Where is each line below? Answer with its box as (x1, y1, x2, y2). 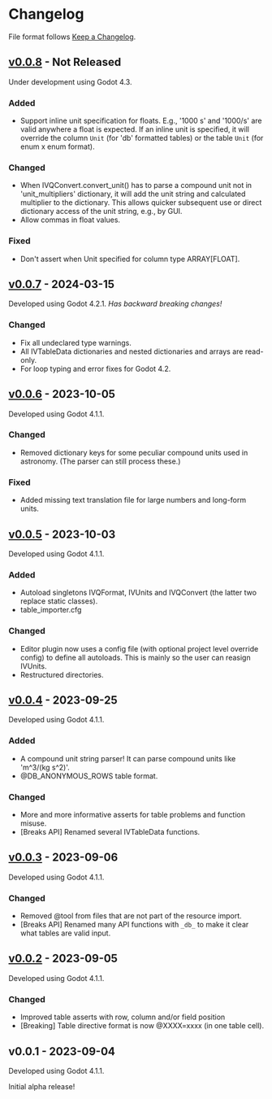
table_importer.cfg (19, 605, 82, 615)
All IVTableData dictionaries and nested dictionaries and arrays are (19, 347, 244, 356)
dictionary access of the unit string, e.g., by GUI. (19, 207, 183, 216)
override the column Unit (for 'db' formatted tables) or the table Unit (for (19, 133, 264, 143)
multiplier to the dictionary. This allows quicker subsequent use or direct (19, 198, 262, 207)
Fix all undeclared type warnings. (19, 338, 132, 347)
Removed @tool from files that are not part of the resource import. (19, 911, 242, 921)
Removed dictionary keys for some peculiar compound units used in (19, 447, 248, 457)
